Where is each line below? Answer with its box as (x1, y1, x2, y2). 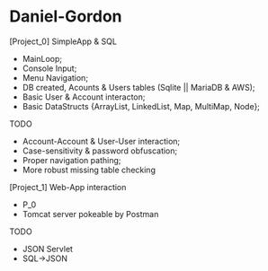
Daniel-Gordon (9, 6, 123, 27)
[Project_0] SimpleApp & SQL (9, 36, 117, 47)
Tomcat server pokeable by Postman (22, 208, 159, 219)
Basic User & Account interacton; (22, 92, 146, 102)
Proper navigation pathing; (22, 154, 121, 165)
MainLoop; (22, 53, 63, 64)
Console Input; (22, 63, 77, 74)
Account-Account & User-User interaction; (22, 135, 181, 146)
